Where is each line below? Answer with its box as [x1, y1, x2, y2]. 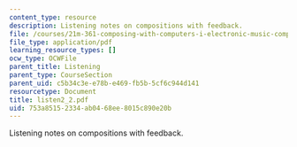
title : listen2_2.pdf [9, 95, 89, 104]
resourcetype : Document [9, 87, 97, 96]
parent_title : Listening [9, 63, 101, 72]
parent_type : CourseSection [9, 71, 113, 80]
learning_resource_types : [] [9, 46, 117, 55]
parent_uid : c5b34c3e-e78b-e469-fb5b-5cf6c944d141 [9, 79, 200, 88]
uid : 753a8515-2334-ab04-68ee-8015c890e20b [9, 104, 172, 112]
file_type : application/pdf [9, 37, 113, 47]
